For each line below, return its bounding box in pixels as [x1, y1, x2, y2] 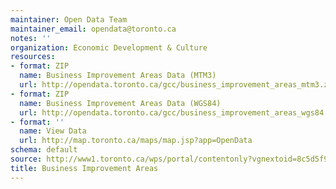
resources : [10, 52, 56, 62]
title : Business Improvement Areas [10, 163, 159, 173]
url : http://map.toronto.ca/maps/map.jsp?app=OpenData [19, 136, 253, 146]
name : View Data [19, 126, 87, 136]
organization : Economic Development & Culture [10, 42, 208, 53]
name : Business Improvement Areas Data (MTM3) [19, 71, 217, 81]
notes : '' [10, 33, 52, 43]
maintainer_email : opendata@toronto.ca [10, 24, 177, 34]
